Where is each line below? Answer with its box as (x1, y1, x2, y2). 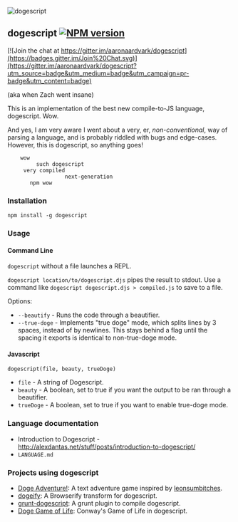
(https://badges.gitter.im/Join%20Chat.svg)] (7, 53, 138, 62)
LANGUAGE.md (17, 451, 53, 459)
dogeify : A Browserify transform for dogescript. (17, 491, 158, 500)
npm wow (29, 179, 53, 187)
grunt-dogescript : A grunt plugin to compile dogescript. (17, 499, 181, 508)
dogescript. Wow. (7, 111, 59, 120)
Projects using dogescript (7, 467, 99, 477)
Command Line (7, 246, 53, 254)
